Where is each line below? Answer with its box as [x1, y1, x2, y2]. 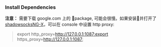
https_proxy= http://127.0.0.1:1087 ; [16, 36, 84, 42]
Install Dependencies [5, 4, 56, 11]
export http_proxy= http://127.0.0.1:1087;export [16, 31, 108, 37]
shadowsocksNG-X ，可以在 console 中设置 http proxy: [5, 21, 115, 28]
